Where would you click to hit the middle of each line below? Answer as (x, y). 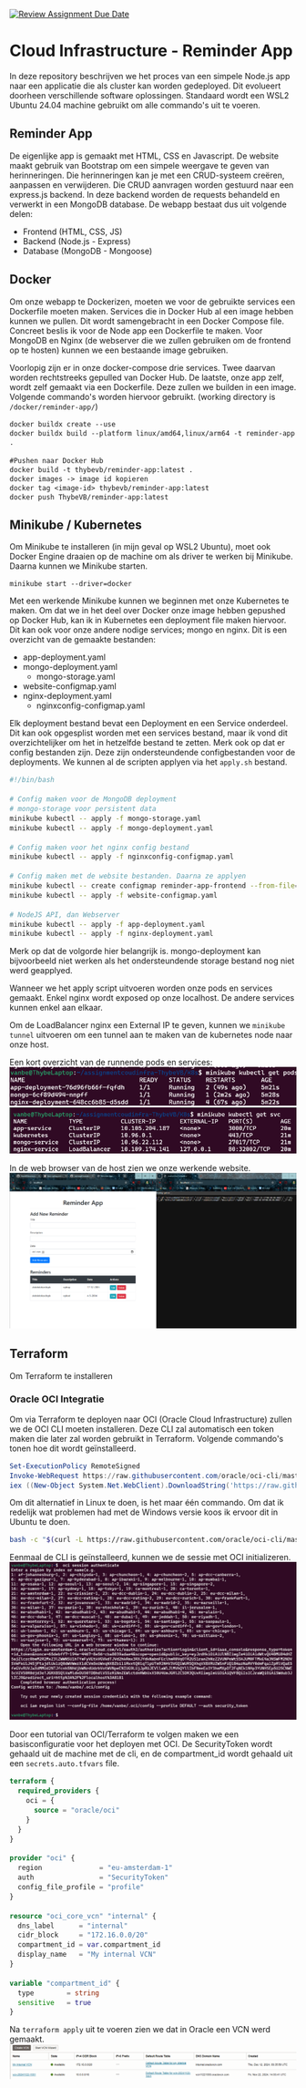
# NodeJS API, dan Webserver (65, 915)
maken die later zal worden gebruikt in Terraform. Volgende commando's (147, 1438)
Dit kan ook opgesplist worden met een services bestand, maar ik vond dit (149, 733)
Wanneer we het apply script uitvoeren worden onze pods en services (141, 988)
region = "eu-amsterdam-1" (95, 1868)
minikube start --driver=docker (71, 584)
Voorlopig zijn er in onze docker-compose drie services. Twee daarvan (143, 367)
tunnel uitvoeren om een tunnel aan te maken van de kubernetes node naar (151, 1035)
